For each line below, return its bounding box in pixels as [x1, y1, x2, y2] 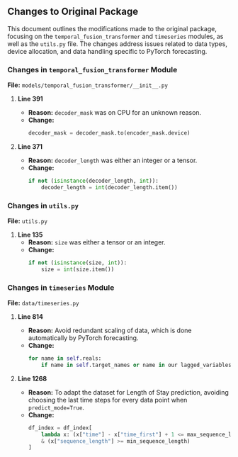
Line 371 [17, 142, 43, 151]
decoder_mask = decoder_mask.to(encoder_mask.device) [28, 130, 191, 137]
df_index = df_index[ [28, 424, 92, 431]
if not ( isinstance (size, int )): [28, 259, 127, 266]
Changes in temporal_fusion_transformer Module [7, 64, 178, 74]
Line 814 [17, 312, 44, 321]
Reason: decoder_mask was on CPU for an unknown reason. [28, 108, 202, 117]
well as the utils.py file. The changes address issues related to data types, [7, 39, 228, 48]
